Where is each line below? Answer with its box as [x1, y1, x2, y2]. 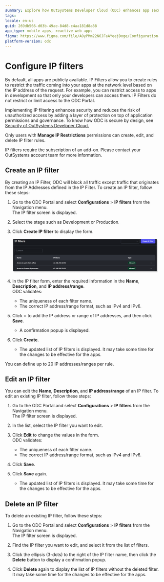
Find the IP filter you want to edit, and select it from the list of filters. [12, 542, 149, 548]
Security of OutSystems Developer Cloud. [5, 122, 89, 128]
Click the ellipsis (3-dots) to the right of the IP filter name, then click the [12, 552, 156, 558]
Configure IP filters [5, 61, 84, 72]
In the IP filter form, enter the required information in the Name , [12, 278, 140, 284]
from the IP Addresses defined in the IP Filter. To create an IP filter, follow [5, 184, 152, 190]
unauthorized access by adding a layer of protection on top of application [5, 112, 153, 118]
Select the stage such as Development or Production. [12, 219, 120, 225]
